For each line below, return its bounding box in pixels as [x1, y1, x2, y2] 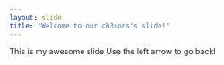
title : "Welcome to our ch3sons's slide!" [9, 21, 170, 30]
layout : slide [9, 12, 63, 22]
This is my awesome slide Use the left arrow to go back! [9, 45, 217, 56]
